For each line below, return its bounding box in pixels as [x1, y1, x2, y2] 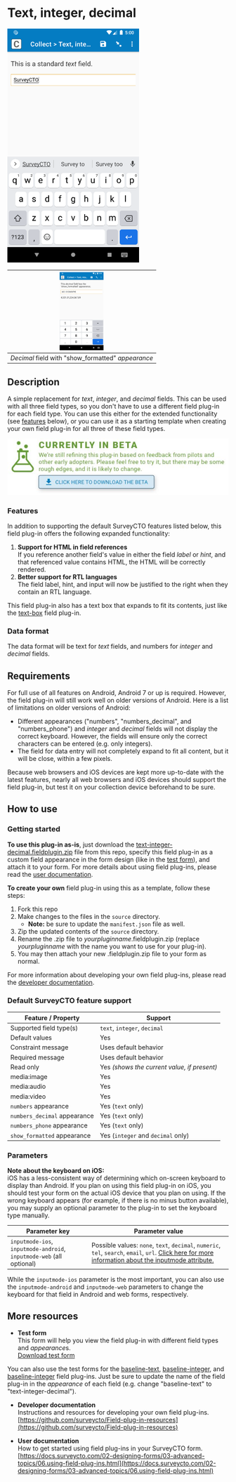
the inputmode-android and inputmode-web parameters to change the [7, 1283, 204, 1291]
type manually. [7, 1211, 51, 1219]
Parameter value [133, 1226, 184, 1235]
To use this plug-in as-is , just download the [7, 840, 135, 849]
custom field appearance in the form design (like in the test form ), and [7, 855, 210, 864]
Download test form [17, 1351, 75, 1360]
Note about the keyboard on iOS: [7, 1167, 105, 1175]
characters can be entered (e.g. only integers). [17, 739, 153, 748]
